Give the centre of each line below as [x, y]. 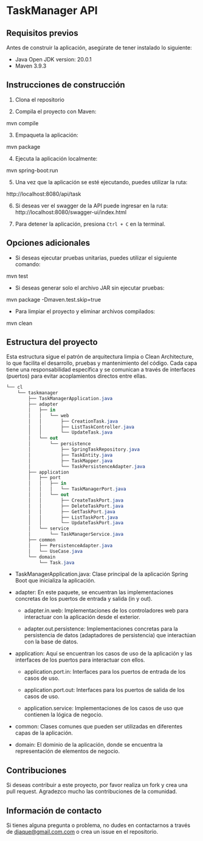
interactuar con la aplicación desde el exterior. [82, 617]
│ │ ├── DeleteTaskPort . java [76, 506]
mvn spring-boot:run [32, 170]
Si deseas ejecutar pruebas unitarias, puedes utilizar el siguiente [96, 258]
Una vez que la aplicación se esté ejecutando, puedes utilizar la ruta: [101, 182]
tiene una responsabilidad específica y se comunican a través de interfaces [101, 370]
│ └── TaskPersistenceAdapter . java [87, 466]
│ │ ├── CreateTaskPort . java [76, 500]
